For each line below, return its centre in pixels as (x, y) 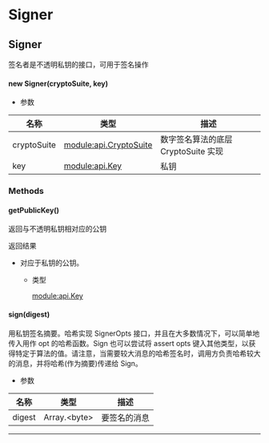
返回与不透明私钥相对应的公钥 (57, 229)
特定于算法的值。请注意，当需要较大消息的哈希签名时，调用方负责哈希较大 (138, 353)
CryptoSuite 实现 (192, 151)
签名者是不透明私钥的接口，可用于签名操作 (78, 64)
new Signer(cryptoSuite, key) (58, 83)
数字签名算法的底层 (196, 139)
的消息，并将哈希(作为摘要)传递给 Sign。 (75, 363)
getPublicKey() (34, 210)
